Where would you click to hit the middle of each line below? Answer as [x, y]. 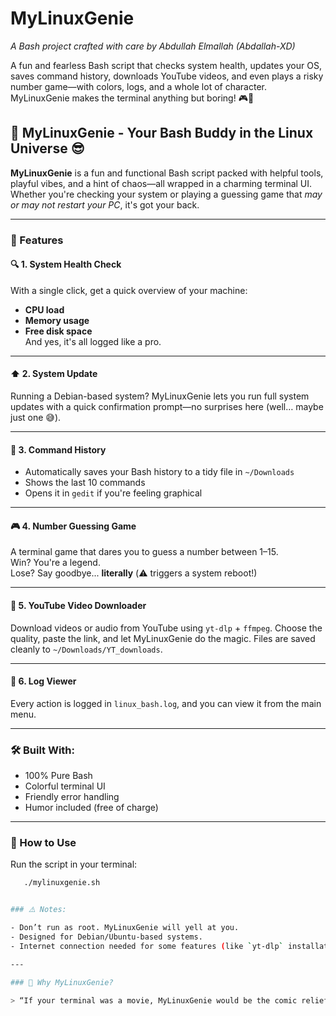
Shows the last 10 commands [85, 483]
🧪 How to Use [43, 843]
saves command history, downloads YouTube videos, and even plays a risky [167, 76]
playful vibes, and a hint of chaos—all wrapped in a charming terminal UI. [161, 183]
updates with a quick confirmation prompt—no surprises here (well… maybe [167, 407]
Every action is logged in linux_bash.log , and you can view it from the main [166, 703]
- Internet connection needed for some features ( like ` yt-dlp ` [147, 946]
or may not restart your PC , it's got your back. [105, 204]
